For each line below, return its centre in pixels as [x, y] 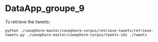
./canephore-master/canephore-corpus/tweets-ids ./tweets [87, 35]
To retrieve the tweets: [28, 22]
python [12, 30]
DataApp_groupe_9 [45, 8]
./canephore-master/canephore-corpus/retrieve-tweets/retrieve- [87, 30]
